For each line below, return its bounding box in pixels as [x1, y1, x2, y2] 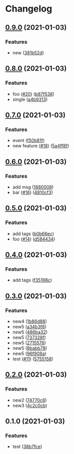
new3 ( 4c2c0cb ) [12, 402, 48, 409]
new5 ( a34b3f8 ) [12, 324, 47, 329]
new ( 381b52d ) [12, 49, 44, 55]
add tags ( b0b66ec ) [12, 231, 54, 237]
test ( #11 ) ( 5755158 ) [12, 356, 54, 362]
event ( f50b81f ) [12, 137, 45, 144]
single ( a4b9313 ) [12, 96, 48, 102]
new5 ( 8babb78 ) [12, 345, 47, 351]
